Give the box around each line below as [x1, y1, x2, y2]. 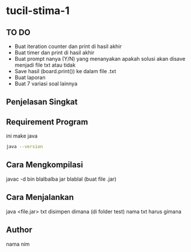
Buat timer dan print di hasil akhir [14, 49, 95, 56]
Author [6, 225, 32, 235]
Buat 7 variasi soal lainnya [14, 80, 78, 87]
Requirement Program [6, 117, 88, 127]
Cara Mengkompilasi [6, 160, 83, 170]
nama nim [6, 240, 30, 247]
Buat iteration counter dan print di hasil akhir [14, 43, 122, 50]
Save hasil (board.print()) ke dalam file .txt [14, 68, 117, 74]
